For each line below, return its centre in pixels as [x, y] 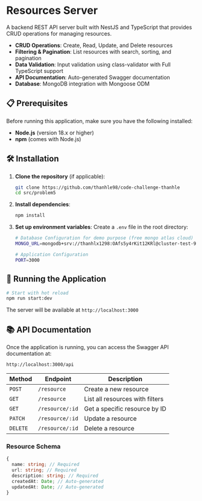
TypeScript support [39, 71]
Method [21, 379]
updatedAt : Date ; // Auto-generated [58, 487]
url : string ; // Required [44, 470]
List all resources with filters [124, 399]
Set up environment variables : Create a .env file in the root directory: [102, 227]
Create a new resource [116, 389]
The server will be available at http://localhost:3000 [72, 310]
